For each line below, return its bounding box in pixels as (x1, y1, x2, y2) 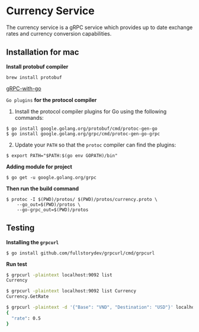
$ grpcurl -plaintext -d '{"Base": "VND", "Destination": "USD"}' (6, 304, 174, 311)
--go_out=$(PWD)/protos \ (17, 202, 81, 207)
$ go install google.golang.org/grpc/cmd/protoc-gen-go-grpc (6, 130, 161, 137)
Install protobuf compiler (6, 63, 69, 70)
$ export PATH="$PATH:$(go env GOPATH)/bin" (6, 152, 118, 158)
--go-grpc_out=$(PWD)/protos (17, 206, 89, 213)
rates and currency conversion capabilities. (6, 30, 112, 37)
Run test (6, 260, 28, 267)
